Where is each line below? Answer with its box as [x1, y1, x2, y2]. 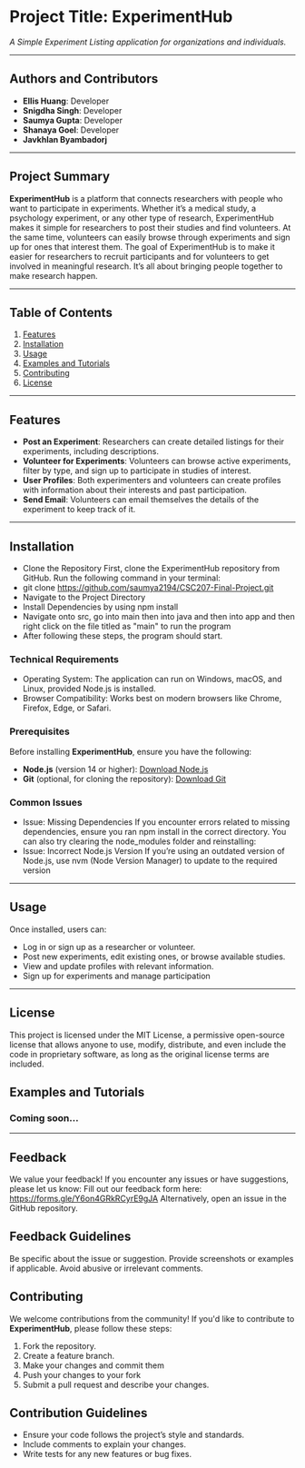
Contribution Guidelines [9, 1405, 148, 1421]
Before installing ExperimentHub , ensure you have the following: [9, 746, 252, 757]
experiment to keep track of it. [22, 504, 136, 515]
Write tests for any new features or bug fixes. [22, 1449, 192, 1460]
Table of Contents [9, 304, 113, 320]
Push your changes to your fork [22, 1369, 142, 1380]
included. [9, 1058, 44, 1069]
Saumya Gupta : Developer [22, 114, 123, 125]
